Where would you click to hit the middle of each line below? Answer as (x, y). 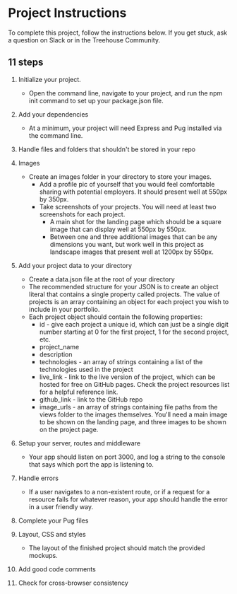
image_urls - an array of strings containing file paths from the (128, 407)
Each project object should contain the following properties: (116, 317)
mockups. (43, 555)
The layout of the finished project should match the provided (117, 548)
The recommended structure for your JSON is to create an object (123, 286)
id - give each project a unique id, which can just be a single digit (134, 324)
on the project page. (69, 429)
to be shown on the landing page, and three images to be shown (133, 421)
